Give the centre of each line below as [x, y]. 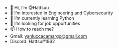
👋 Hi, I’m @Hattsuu [29, 8]
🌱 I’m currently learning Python [42, 18]
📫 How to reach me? [32, 29]
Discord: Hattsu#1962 [32, 41]
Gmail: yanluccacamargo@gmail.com [48, 36]
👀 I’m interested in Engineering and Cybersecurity [61, 13]
